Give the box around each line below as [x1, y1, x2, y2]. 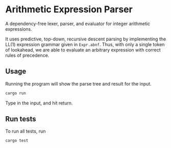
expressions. [5, 26, 32, 32]
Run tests [5, 115, 36, 123]
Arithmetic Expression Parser [5, 4, 133, 15]
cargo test [5, 138, 29, 143]
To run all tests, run [5, 128, 46, 134]
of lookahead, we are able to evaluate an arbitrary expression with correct [5, 47, 161, 53]
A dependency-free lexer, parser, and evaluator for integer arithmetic [5, 20, 151, 27]
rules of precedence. [5, 52, 50, 58]
